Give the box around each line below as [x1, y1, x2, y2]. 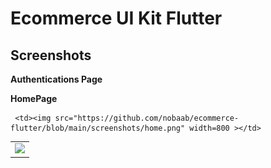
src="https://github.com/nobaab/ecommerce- [54, 113, 240, 123]
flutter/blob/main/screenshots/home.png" [10, 123, 186, 133]
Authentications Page [10, 73, 103, 85]
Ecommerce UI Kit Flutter [10, 7, 223, 30]
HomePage [10, 93, 58, 104]
